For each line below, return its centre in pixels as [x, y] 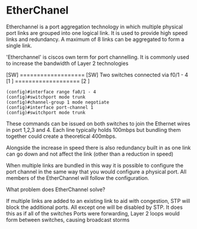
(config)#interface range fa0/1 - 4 [51, 92]
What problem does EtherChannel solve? [56, 189]
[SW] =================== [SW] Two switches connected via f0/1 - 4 [97, 75]
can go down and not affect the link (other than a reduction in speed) [90, 154]
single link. [19, 46]
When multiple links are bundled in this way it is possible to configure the [95, 165]
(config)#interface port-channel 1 [50, 107]
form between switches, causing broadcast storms [68, 220]
